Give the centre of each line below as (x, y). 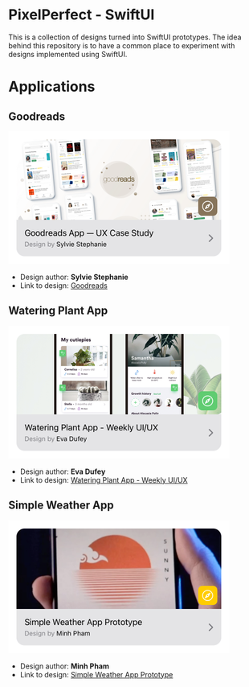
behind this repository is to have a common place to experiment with (122, 45)
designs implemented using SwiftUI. (68, 54)
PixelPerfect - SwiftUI (82, 15)
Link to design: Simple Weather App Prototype (96, 674)
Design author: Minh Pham (65, 666)
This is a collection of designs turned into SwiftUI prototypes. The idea (125, 37)
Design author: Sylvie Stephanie (74, 277)
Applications (52, 87)
